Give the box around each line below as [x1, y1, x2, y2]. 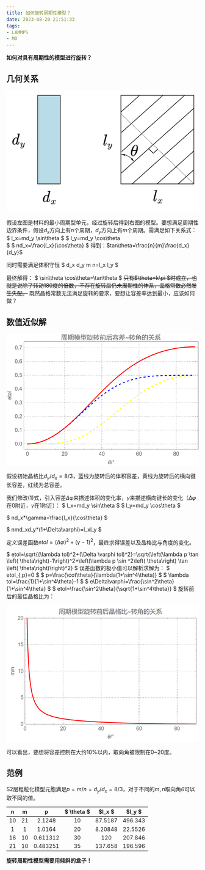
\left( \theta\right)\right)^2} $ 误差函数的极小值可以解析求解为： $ [6, 565, 170, 572]
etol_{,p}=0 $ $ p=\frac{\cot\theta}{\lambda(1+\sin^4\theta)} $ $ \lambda [6, 571, 189, 579]
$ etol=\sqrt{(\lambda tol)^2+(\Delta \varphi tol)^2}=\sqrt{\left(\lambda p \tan [6, 550, 199, 558]
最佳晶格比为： [16, 593, 55, 600]
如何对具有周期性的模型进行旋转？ [6, 54, 92, 61]
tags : [6, 23, 20, 29]
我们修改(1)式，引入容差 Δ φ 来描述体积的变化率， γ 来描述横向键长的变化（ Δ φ [6, 494, 196, 501]
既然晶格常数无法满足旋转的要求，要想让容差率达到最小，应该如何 [29, 290, 195, 297]
